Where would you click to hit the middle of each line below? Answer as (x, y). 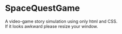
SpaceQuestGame (42, 8)
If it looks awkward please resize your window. (52, 26)
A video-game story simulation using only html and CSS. (61, 21)
